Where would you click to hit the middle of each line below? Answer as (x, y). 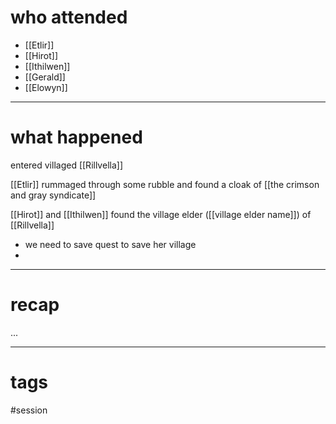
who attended (69, 17)
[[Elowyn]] (46, 87)
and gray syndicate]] (53, 195)
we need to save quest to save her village (110, 244)
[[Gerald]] (45, 77)
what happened (76, 137)
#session (29, 410)
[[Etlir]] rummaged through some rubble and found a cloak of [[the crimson (165, 184)
